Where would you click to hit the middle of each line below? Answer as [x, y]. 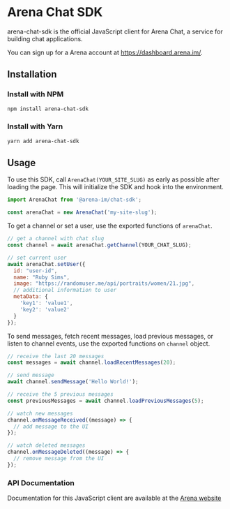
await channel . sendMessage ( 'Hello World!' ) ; [73, 382]
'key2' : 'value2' [45, 309]
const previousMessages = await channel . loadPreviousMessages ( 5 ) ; [106, 401]
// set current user [37, 258]
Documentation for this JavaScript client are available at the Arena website [114, 498]
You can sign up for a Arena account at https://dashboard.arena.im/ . [105, 52]
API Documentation [41, 482]
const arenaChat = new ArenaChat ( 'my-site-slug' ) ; [82, 213]
